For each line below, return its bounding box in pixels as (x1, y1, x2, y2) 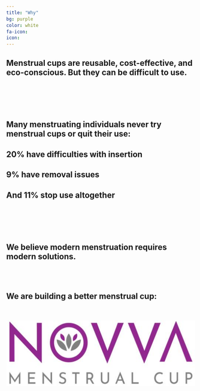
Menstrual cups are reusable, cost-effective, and (6, 57, 193, 68)
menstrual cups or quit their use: (6, 129, 131, 139)
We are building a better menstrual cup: (6, 291, 157, 302)
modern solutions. (6, 251, 77, 262)
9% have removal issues (6, 169, 100, 180)
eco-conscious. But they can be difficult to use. (6, 67, 187, 77)
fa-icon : (6, 29, 28, 35)
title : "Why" (6, 10, 39, 16)
